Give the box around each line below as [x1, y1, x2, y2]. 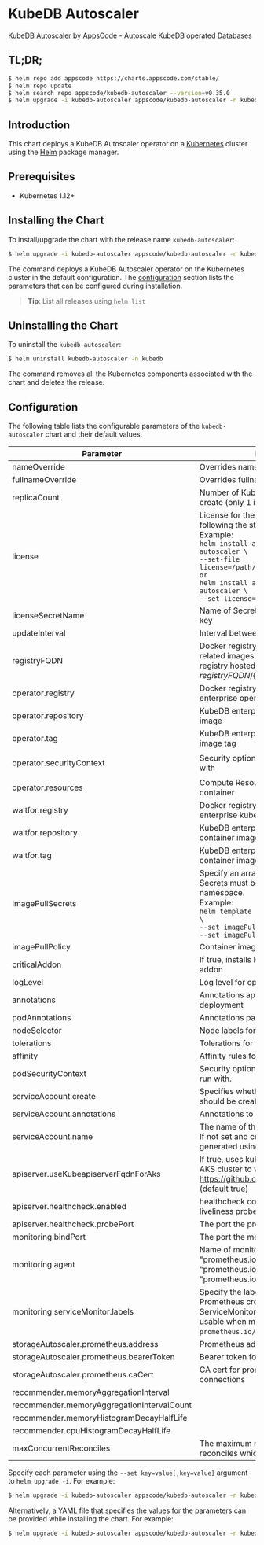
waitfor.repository [12, 828, 78, 839]
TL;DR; [8, 53, 43, 67]
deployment [199, 1000, 244, 1011]
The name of [199, 1122, 247, 1133]
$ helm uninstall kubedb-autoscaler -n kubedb [8, 355, 163, 363]
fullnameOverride [12, 474, 77, 485]
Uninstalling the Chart [8, 319, 119, 332]
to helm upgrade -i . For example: [8, 1477, 115, 1486]
